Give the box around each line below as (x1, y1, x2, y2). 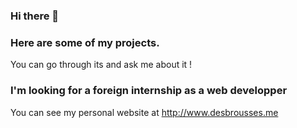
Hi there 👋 (10, 9, 60, 23)
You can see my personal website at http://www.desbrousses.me (10, 106, 279, 118)
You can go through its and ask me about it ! (10, 59, 193, 71)
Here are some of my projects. (10, 35, 160, 49)
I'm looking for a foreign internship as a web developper (10, 84, 288, 98)
